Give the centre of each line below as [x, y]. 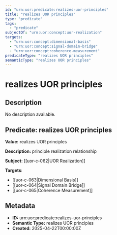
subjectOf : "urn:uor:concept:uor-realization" [54, 33]
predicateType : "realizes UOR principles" [49, 55]
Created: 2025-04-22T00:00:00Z [46, 228]
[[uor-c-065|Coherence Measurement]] [52, 191]
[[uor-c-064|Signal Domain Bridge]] [48, 185]
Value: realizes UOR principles [36, 142]
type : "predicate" [24, 19]
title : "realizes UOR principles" [41, 14]
